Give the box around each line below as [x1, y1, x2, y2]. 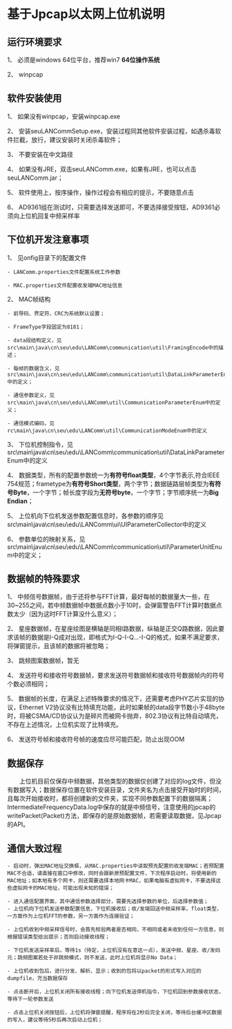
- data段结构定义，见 [7, 337, 62, 344]
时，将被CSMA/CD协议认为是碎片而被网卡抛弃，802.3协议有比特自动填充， [7, 712, 222, 720]
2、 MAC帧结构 [7, 295, 51, 303]
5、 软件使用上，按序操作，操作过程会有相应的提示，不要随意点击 [7, 188, 195, 196]
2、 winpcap [7, 71, 43, 78]
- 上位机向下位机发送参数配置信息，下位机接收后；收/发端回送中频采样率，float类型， [7, 905, 222, 913]
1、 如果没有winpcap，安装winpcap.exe [7, 112, 121, 120]
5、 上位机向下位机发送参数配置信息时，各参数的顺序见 [7, 511, 164, 519]
